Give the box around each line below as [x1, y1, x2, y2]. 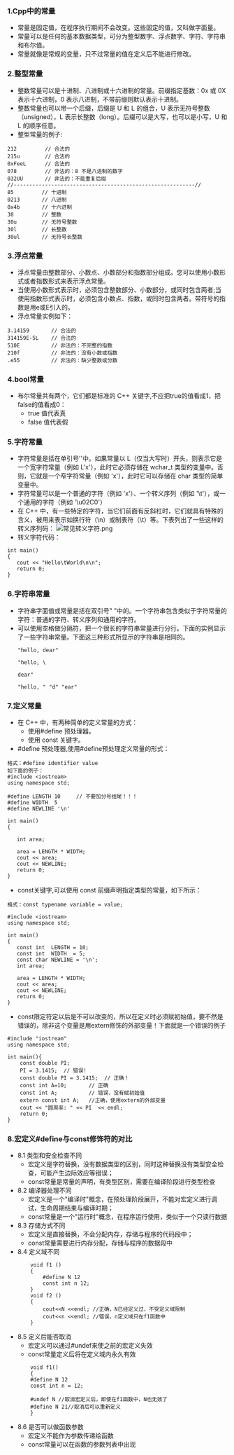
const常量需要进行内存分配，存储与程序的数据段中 [27, 1239, 173, 1248]
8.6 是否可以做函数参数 [17, 1423, 84, 1431]
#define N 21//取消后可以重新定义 [30, 1403, 121, 1411]
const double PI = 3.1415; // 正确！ [20, 1075, 130, 1082]
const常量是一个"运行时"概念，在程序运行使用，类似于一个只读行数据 [27, 1213, 228, 1221]
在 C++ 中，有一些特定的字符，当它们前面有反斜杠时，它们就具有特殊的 [17, 506, 224, 516]
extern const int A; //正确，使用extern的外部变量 [20, 1097, 166, 1104]
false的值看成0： [17, 401, 66, 409]
